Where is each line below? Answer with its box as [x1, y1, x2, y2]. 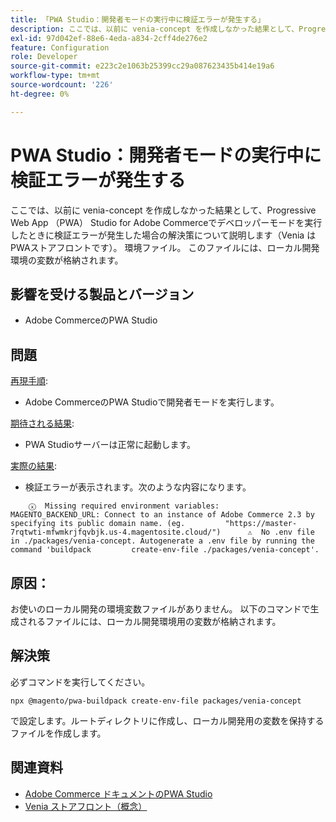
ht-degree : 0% [10, 89, 70, 99]
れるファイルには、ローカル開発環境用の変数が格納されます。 [27, 616, 282, 627]
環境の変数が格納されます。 [10, 254, 124, 266]
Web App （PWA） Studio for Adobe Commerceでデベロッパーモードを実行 [10, 216, 323, 228]
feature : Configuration [10, 42, 110, 53]
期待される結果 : [10, 417, 75, 430]
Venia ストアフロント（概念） [24, 800, 148, 812]
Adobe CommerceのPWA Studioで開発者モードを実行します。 [24, 396, 280, 408]
